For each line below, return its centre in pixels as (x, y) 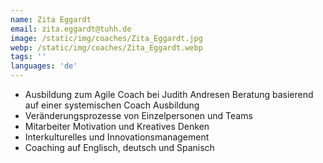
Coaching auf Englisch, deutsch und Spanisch (119, 147)
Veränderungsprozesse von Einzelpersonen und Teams (138, 115)
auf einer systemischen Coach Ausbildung (112, 105)
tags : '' (28, 57)
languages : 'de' (44, 66)
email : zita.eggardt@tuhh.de (71, 29)
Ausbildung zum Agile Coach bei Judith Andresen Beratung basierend (169, 94)
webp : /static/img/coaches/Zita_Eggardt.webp (106, 47)
